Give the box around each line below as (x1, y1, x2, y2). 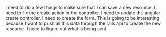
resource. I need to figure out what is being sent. (5, 26, 108, 32)
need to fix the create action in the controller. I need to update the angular (5, 10, 161, 16)
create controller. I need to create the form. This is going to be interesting (5, 15, 159, 21)
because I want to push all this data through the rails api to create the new (5, 20, 161, 26)
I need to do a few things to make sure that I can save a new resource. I (5, 5, 156, 10)
